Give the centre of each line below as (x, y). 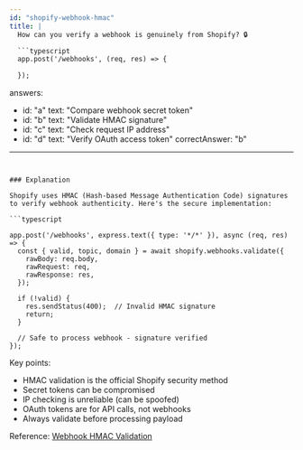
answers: (26, 93)
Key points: (30, 363)
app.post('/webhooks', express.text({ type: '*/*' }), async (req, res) (149, 236)
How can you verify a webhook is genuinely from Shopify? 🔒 (133, 34)
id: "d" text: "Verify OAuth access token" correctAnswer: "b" (135, 139)
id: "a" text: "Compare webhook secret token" (108, 110)
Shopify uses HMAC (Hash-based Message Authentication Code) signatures (149, 196)
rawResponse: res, (60, 275)
